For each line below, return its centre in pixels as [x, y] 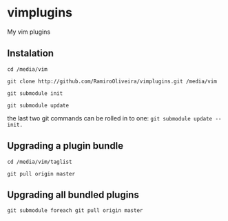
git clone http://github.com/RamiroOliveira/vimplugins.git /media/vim [112, 81]
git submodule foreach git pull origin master [75, 211]
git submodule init [35, 93]
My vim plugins [29, 32]
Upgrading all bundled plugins [73, 194]
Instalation [30, 53]
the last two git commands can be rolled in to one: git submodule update [110, 118]
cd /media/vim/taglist [40, 162]
